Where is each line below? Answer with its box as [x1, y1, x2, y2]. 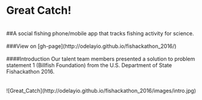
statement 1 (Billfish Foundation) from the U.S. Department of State [6, 61, 172, 69]
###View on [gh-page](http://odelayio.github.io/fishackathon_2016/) [6, 43, 177, 50]
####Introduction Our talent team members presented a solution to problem [6, 55, 195, 62]
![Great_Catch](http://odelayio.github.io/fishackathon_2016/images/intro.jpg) [6, 87, 197, 94]
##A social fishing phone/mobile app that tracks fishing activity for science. [6, 29, 194, 37]
